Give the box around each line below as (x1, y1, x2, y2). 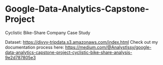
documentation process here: (5, 44, 64, 50)
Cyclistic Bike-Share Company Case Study (5, 30, 91, 35)
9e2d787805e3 (5, 54, 36, 60)
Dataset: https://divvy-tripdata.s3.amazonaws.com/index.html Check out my (5, 39, 158, 45)
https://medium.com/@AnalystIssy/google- (65, 44, 152, 50)
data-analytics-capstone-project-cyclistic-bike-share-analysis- (5, 49, 132, 55)
